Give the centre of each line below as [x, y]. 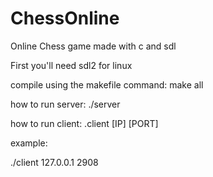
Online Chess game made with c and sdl [93, 46]
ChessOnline [65, 18]
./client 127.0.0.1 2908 [54, 162]
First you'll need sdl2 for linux [71, 65]
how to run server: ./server [65, 104]
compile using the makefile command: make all [107, 84]
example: [29, 143]
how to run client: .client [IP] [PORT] [84, 123]
